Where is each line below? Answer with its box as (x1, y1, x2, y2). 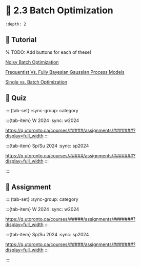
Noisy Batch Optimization (5, 59, 59, 65)
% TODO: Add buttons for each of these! (5, 49, 91, 55)
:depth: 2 (5, 22, 27, 27)
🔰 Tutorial (5, 35, 37, 44)
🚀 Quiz (5, 94, 27, 102)
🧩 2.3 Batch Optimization (5, 5, 114, 16)
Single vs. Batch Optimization (5, 79, 68, 85)
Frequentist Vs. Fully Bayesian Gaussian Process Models (5, 69, 125, 75)
